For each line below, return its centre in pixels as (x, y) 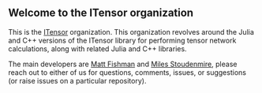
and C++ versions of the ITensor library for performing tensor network (122, 40)
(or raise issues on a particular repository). (77, 80)
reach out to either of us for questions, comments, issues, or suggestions (127, 72)
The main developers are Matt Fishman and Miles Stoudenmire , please (123, 64)
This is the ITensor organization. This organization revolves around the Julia (131, 32)
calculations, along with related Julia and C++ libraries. (97, 48)
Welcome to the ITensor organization (101, 13)
